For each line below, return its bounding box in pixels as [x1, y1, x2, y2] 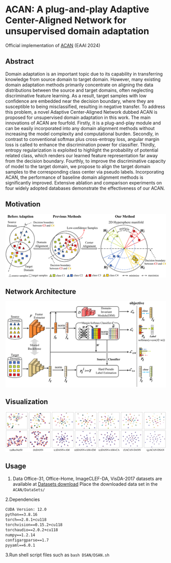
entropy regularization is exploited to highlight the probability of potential [5, 147, 158, 153]
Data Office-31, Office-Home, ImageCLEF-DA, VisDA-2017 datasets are [12, 475, 162, 482]
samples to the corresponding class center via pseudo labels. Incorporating [5, 169, 164, 175]
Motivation [5, 200, 41, 208]
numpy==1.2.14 [5, 532, 36, 537]
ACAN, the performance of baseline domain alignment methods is [5, 174, 144, 180]
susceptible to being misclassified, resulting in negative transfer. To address [5, 103, 165, 110]
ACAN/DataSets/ [12, 487, 45, 492]
